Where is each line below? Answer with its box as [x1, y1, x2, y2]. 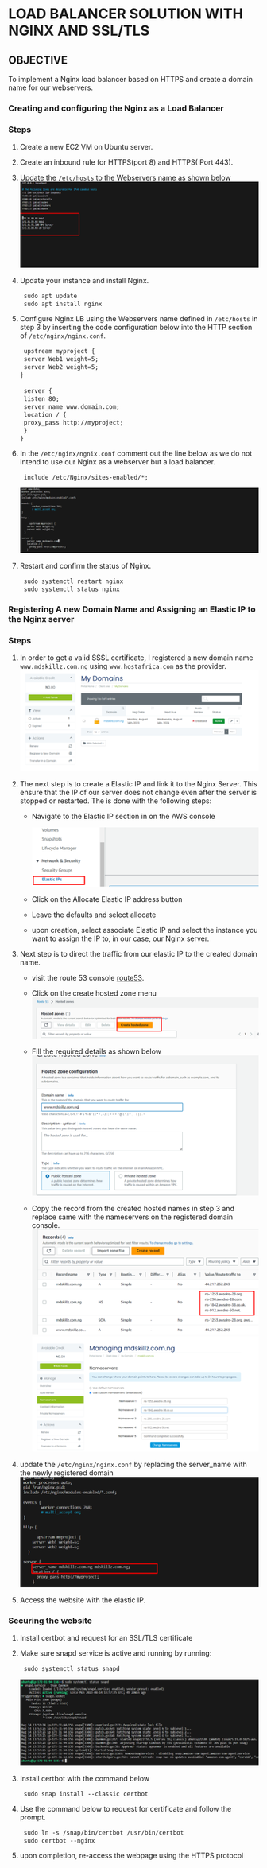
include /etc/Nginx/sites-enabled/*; [23, 474, 149, 482]
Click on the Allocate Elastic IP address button [31, 894, 183, 903]
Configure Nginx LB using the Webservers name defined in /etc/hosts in [19, 314, 258, 324]
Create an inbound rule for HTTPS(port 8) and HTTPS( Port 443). [19, 157, 234, 167]
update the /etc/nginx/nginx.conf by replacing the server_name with [19, 1460, 248, 1470]
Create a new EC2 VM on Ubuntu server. [19, 142, 153, 152]
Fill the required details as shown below [31, 1047, 161, 1056]
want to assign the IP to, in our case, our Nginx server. [31, 934, 210, 943]
